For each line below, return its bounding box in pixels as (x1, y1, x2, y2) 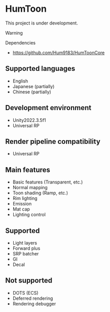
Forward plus (12, 245, 41, 251)
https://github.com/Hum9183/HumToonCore (12, 49, 105, 56)
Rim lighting (12, 195, 38, 201)
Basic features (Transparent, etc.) (12, 179, 83, 185)
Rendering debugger (12, 300, 56, 306)
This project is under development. (5, 20, 79, 26)
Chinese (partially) (12, 89, 52, 95)
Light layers (12, 240, 37, 246)
